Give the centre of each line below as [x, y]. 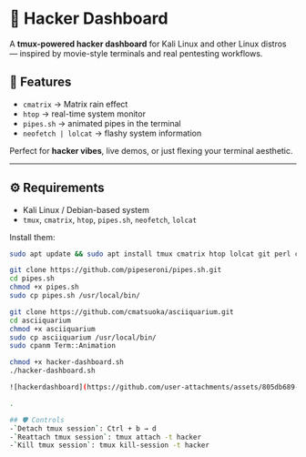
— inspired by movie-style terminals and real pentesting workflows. [136, 53]
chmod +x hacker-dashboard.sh [67, 362]
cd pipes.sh [32, 279]
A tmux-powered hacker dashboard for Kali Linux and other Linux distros [148, 44]
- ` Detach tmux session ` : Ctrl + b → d [83, 428]
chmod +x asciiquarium [52, 329]
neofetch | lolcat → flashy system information [112, 133]
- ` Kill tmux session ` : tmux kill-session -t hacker [109, 445]
